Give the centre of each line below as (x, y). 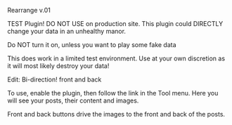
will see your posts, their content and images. (73, 100)
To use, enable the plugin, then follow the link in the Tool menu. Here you (113, 93)
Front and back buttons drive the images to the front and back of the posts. (116, 114)
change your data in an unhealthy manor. (67, 31)
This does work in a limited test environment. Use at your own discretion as (116, 58)
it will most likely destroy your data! (58, 66)
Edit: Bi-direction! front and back (54, 79)
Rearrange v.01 (29, 10)
